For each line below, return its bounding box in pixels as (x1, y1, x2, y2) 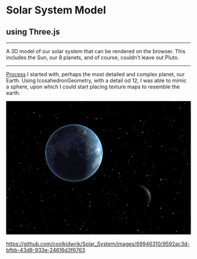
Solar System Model (6, 4, 107, 17)
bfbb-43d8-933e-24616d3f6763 (6, 247, 86, 254)
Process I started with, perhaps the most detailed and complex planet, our (6, 71, 185, 78)
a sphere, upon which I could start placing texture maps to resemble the (6, 83, 180, 90)
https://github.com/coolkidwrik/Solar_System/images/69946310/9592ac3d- (6, 240, 190, 247)
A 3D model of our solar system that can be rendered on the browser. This (6, 48, 186, 54)
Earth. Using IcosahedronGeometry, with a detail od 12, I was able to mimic (6, 77, 187, 84)
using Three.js (6, 27, 60, 37)
